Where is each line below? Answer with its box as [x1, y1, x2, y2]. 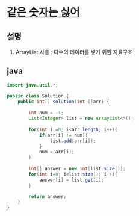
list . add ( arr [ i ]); [49, 138, 96, 144]
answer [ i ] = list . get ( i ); [39, 177, 104, 183]
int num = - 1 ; [28, 110, 64, 116]
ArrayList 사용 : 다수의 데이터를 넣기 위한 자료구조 [15, 49, 133, 55]
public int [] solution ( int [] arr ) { [17, 99, 110, 105]
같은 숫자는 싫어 [7, 5, 80, 19]
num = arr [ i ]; [39, 149, 75, 155]
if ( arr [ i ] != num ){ [39, 132, 88, 138]
